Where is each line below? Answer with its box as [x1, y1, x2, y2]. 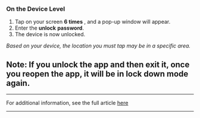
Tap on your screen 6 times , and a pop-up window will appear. [14, 18, 171, 25]
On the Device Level [6, 5, 65, 13]
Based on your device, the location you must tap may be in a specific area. [6, 42, 191, 49]
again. [6, 78, 30, 88]
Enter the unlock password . [14, 24, 85, 31]
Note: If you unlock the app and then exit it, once [6, 59, 190, 69]
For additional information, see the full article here [6, 100, 129, 107]
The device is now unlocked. [14, 31, 86, 38]
